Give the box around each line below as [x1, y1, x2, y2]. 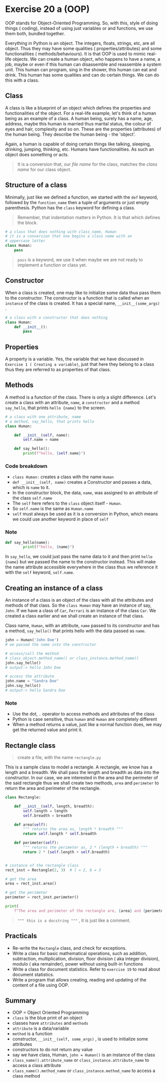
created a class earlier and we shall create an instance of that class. [5, 613, 144, 619]
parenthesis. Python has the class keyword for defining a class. [5, 205, 136, 211]
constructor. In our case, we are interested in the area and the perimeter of [5, 775, 158, 781]
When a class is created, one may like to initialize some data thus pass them [5, 290, 161, 296]
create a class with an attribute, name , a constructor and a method [5, 399, 140, 405]
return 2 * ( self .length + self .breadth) [23, 850, 110, 855]
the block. [17, 219, 38, 225]
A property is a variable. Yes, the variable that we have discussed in [5, 356, 144, 362]
